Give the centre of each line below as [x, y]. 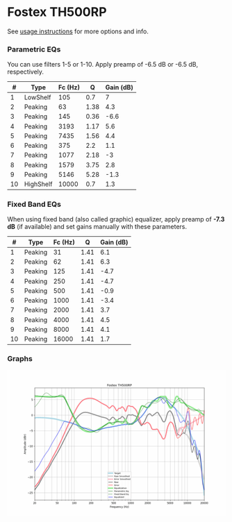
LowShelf [38, 97]
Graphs [20, 359]
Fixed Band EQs [34, 204]
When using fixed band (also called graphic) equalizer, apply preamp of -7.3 [116, 219]
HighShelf [38, 184]
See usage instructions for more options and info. [78, 31]
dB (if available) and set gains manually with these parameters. [97, 227]
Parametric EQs [34, 49]
